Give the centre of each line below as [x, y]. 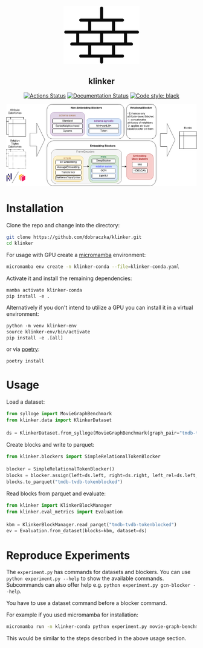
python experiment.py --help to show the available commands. [85, 578]
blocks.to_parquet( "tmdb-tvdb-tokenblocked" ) [64, 482]
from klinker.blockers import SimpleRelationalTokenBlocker [84, 456]
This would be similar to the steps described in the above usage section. [96, 638]
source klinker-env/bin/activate [48, 332]
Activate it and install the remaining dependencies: [69, 278]
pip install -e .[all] [35, 338]
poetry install [25, 361]
